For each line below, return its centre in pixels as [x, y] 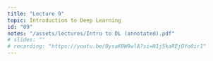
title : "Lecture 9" [36, 14]
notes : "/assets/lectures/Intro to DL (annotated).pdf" [91, 33]
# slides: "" [26, 40]
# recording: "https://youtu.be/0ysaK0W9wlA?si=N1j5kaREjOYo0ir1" [107, 46]
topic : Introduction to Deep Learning [64, 20]
